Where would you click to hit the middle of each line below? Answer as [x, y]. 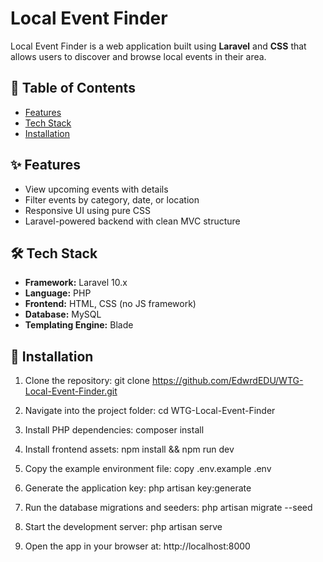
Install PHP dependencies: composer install [114, 430]
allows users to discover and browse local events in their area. [138, 56]
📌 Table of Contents [73, 88]
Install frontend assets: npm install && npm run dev [129, 449]
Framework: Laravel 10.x [76, 283]
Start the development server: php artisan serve [123, 527]
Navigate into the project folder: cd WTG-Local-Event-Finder [150, 411]
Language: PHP [58, 293]
